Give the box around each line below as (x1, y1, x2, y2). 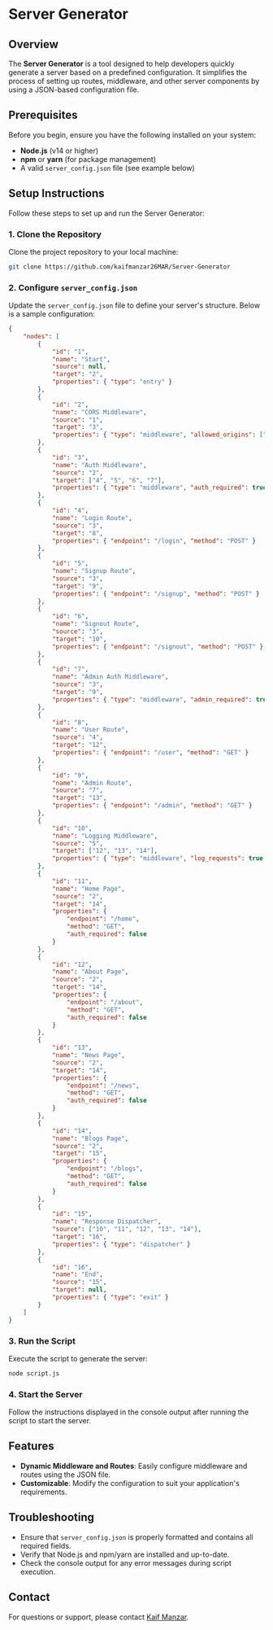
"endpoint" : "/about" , (66, 998, 144, 1006)
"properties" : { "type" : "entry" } (51, 378, 173, 387)
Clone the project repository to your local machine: (8, 247, 179, 256)
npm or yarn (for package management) (19, 154, 157, 164)
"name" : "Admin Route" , (51, 779, 132, 787)
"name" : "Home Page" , (51, 885, 126, 893)
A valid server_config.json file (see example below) (19, 163, 195, 173)
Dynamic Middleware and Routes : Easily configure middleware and (19, 1461, 248, 1470)
